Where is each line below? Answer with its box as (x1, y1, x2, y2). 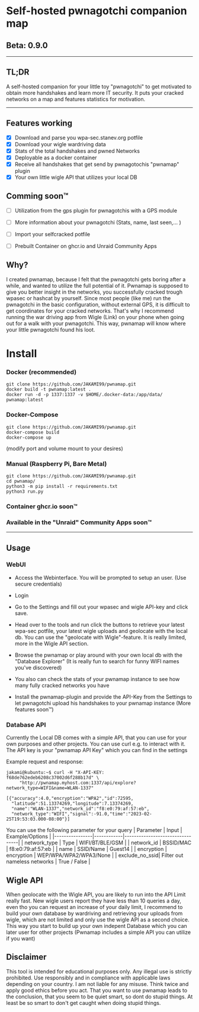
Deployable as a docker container (14, 154, 97, 161)
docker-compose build (6, 429, 60, 435)
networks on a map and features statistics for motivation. (6, 95, 146, 102)
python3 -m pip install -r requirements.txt (6, 483, 118, 489)
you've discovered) (14, 664, 62, 671)
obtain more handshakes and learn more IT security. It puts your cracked (6, 89, 184, 96)
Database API (6, 721, 46, 729)
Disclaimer (6, 952, 47, 962)
